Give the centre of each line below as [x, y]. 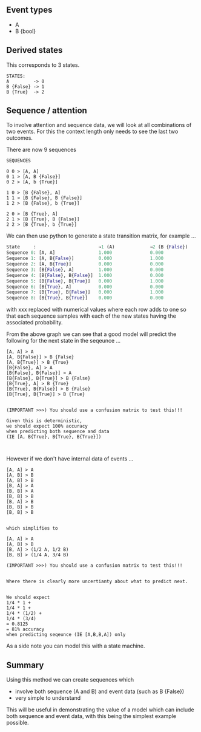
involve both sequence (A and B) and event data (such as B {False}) [100, 691]
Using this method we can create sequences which [70, 679]
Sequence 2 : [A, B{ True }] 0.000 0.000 [85, 264]
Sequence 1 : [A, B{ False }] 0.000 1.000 [85, 258]
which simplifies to [32, 528]
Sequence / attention [47, 111]
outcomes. [20, 138]
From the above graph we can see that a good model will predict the [91, 334]
